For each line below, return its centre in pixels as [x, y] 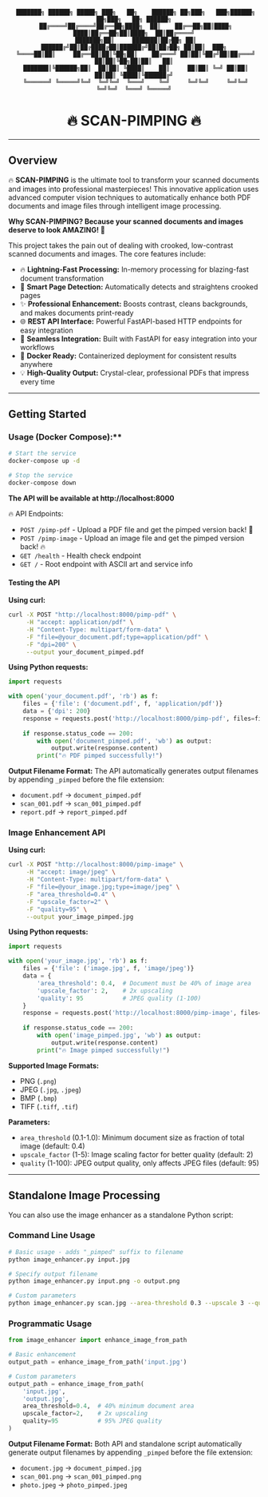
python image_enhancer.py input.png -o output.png [94, 1281]
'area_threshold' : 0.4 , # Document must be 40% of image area [144, 983]
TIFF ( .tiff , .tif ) [49, 1106]
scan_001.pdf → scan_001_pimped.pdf [81, 803]
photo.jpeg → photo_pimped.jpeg [73, 1484]
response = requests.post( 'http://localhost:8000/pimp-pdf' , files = [139, 719]
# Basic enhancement [43, 1355]
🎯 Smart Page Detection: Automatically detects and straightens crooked [139, 287]
